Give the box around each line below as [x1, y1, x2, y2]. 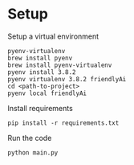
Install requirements [7, 103, 73, 113]
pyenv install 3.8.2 [7, 68, 77, 76]
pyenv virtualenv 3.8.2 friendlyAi [7, 75, 127, 83]
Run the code [7, 133, 52, 142]
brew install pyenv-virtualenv [7, 61, 112, 69]
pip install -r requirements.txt [7, 118, 120, 127]
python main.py [7, 148, 59, 157]
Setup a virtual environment [7, 31, 99, 41]
